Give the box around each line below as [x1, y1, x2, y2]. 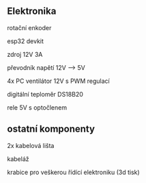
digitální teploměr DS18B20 [7, 90, 84, 98]
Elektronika [7, 5, 57, 17]
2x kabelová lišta [7, 141, 55, 149]
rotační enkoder [7, 23, 52, 32]
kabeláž [7, 154, 29, 163]
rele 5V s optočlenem [7, 103, 67, 112]
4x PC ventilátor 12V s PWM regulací [7, 77, 111, 85]
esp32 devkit [7, 37, 44, 45]
